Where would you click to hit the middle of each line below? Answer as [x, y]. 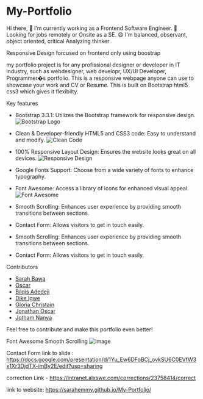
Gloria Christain [35, 304]
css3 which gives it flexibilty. [42, 91]
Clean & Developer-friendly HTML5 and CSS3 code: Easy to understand [105, 133]
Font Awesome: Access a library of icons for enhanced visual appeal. [102, 188]
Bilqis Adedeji [32, 292]
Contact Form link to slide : [40, 353]
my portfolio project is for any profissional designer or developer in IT [94, 65]
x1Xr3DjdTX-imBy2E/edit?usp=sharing [55, 366]
